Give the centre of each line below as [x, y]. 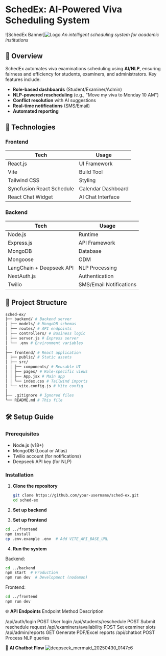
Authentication [96, 276]
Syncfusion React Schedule [41, 189]
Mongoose [21, 259]
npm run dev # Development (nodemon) [46, 578]
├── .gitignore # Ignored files [40, 395]
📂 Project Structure [36, 303]
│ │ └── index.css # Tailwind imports [46, 381]
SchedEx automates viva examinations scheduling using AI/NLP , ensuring [83, 68]
